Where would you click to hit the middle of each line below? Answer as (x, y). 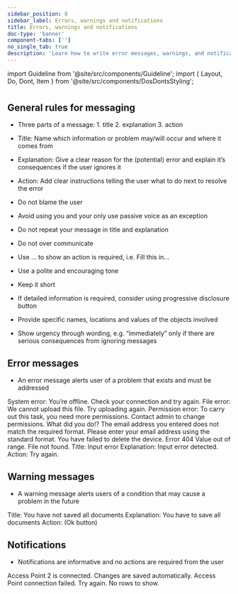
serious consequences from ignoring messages (87, 341)
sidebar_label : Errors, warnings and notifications (85, 21)
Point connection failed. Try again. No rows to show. (83, 583)
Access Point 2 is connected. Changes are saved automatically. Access (112, 576)
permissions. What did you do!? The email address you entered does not (113, 424)
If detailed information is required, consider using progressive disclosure (124, 298)
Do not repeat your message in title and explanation (93, 230)
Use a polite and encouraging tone (68, 271)
